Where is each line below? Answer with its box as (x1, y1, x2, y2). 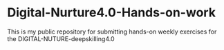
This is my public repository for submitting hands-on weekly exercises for (7, 27, 217, 36)
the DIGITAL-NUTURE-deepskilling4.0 (7, 34, 115, 42)
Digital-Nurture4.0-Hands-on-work (7, 5, 216, 21)
